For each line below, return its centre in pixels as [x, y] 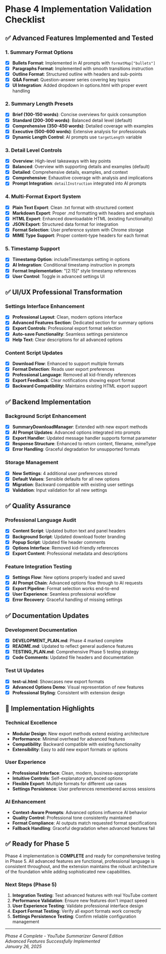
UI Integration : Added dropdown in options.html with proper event [80, 85]
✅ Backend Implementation [48, 402]
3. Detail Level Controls [34, 150]
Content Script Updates [34, 352]
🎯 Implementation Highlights [50, 709]
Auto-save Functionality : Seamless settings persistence [70, 334]
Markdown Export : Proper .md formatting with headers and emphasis [83, 213]
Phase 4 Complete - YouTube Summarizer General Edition [64, 936]
